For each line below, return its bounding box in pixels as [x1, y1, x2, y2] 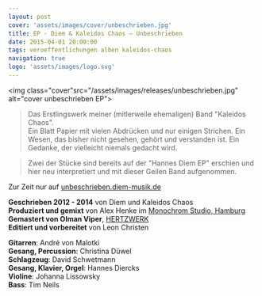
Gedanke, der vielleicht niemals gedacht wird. [27, 142, 178, 152]
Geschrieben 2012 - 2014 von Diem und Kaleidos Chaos [8, 197, 194, 207]
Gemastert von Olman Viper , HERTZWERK [8, 214, 149, 223]
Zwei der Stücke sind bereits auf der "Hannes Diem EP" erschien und [27, 158, 254, 168]
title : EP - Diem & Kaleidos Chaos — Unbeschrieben [8, 29, 183, 37]
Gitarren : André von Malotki [8, 237, 100, 247]
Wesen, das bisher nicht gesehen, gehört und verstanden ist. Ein [27, 135, 240, 144]
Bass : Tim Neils [8, 279, 60, 289]
